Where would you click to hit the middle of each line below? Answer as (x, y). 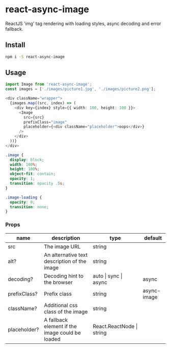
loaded (52, 339)
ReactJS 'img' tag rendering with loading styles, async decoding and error (83, 23)
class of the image (66, 311)
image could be (62, 333)
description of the (65, 261)
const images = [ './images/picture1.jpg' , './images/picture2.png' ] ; (81, 89)
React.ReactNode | (115, 326)
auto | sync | (108, 276)
